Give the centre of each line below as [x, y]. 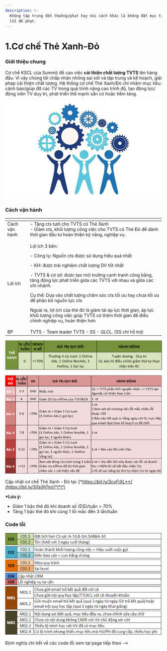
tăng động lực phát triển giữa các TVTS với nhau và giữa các [92, 280]
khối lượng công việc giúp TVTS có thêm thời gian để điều [89, 315]
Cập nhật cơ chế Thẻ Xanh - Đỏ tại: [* [44, 482]
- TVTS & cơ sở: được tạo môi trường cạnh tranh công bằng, [91, 275]
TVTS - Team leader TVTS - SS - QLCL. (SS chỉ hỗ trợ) [87, 332]
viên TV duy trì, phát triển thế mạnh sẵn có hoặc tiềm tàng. [77, 93]
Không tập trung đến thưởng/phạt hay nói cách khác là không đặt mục [83, 16]
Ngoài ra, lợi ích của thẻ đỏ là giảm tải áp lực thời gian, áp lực [92, 310]
